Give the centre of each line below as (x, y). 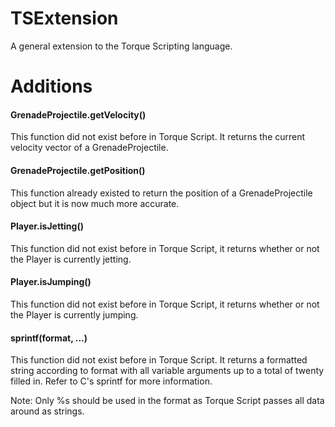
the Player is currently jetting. (71, 259)
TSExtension (64, 18)
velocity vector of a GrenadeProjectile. (89, 148)
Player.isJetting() (47, 226)
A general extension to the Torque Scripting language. (121, 46)
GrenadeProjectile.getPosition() (78, 170)
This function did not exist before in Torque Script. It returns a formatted (159, 360)
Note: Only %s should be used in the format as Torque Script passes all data (167, 401)
